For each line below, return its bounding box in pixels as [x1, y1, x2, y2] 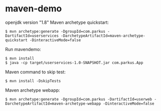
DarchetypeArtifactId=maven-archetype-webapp [5, 101, 101, 106]
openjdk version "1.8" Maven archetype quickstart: [5, 19, 109, 25]
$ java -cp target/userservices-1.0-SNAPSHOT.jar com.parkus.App [5, 60, 143, 65]
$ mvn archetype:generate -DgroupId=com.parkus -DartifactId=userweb [5, 97, 153, 102]
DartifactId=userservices [5, 33, 59, 38]
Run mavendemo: [5, 46, 41, 52]
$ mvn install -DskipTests [5, 78, 61, 83]
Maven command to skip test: [5, 69, 66, 75]
